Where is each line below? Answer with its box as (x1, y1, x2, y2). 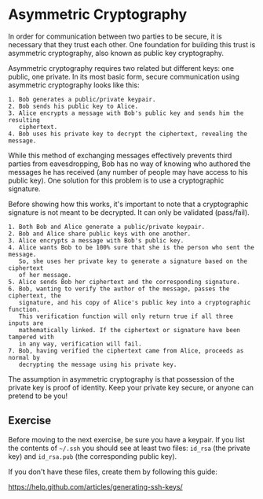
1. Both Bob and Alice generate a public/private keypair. (8, 223, 206, 231)
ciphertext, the (8, 291, 61, 300)
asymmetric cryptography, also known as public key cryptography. (8, 48, 225, 57)
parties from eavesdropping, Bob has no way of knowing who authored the (8, 159, 251, 168)
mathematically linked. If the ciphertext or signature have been (18, 326, 241, 334)
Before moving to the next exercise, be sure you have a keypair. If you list (8, 434, 246, 444)
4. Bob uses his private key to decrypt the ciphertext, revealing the (8, 130, 247, 138)
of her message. (18, 271, 72, 279)
